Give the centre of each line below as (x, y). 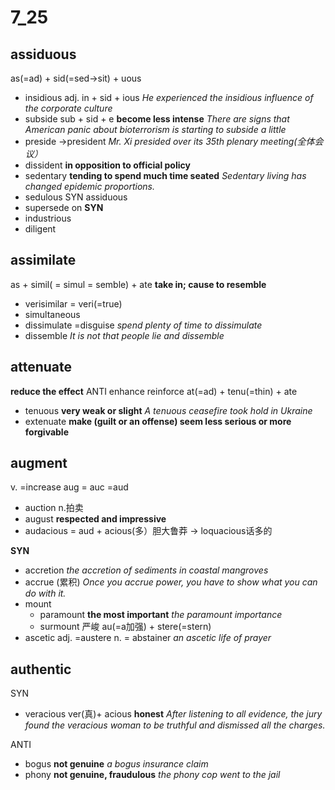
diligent (40, 229)
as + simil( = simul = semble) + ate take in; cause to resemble (138, 284)
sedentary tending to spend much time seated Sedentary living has (165, 175)
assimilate (43, 260)
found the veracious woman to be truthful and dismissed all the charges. (175, 725)
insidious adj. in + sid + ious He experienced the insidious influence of (169, 97)
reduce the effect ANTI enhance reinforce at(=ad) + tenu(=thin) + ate (154, 391)
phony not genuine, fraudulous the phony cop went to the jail (152, 775)
